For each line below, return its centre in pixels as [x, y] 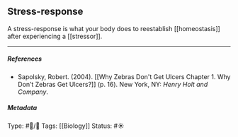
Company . [33, 92]
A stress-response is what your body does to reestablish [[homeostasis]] [114, 28]
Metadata [22, 108]
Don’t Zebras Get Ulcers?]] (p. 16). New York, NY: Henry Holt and [113, 84]
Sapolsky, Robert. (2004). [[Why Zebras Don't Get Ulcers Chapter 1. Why [124, 76]
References [25, 59]
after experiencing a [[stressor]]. [55, 36]
